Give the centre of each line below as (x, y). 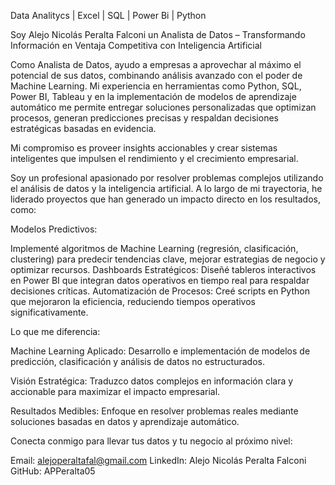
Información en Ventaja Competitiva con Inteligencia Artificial (136, 45)
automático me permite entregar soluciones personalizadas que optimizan (163, 107)
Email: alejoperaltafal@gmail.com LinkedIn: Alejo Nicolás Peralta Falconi (158, 460)
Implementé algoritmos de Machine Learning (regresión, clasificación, (154, 248)
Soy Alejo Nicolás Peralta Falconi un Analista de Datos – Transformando (158, 34)
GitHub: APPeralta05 (53, 471)
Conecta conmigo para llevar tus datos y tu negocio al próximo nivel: (151, 441)
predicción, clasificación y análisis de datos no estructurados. (137, 361)
